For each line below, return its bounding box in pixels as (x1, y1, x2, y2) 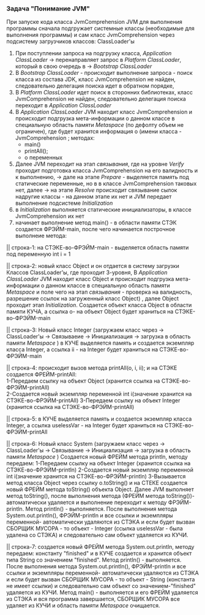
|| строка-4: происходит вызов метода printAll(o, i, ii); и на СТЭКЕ (6, 364, 177, 372)
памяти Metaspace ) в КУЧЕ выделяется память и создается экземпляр (6, 339, 195, 347)
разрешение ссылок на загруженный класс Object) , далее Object (6, 295, 179, 302)
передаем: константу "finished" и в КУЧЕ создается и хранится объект (6, 550, 192, 557)
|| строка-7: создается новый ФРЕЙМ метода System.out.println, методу (6, 543, 195, 551)
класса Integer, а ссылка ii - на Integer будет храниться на (6, 346, 158, 353)
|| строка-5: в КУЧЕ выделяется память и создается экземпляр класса (6, 415, 192, 422)
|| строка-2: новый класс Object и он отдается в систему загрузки (6, 262, 179, 270)
